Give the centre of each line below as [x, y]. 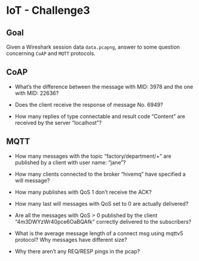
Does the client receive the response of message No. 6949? [89, 104]
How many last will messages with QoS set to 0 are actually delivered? [102, 203]
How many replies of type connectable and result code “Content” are [100, 116]
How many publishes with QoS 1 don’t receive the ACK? [83, 192]
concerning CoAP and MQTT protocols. [51, 53]
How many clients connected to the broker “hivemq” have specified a [100, 174]
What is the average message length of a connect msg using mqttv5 [99, 233]
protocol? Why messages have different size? [71, 239]
